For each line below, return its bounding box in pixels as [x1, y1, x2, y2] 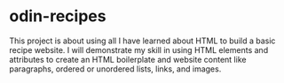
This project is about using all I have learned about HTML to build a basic [9, 35, 276, 46]
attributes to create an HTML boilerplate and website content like [9, 54, 247, 64]
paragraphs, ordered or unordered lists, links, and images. [9, 64, 222, 74]
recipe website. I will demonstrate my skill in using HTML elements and [9, 44, 269, 55]
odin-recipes [9, 6, 106, 26]
